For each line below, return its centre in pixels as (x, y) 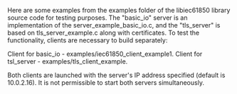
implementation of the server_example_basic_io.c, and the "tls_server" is (114, 25)
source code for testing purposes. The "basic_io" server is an (98, 18)
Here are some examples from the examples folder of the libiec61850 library (119, 10)
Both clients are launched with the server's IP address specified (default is (116, 75)
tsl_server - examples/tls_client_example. (68, 61)
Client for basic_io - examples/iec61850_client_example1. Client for (105, 54)
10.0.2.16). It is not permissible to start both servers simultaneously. (106, 83)
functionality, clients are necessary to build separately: (88, 40)
